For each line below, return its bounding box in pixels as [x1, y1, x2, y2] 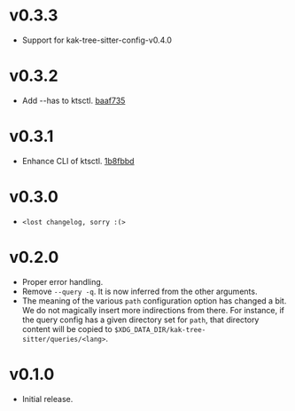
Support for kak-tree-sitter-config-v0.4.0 [21, 35, 173, 45]
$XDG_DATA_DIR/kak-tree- [113, 325, 206, 334]
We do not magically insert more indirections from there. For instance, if [21, 304, 285, 315]
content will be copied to [21, 323, 113, 334]
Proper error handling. [21, 276, 104, 287]
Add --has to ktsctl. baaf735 [21, 95, 126, 106]
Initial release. [21, 393, 74, 404]
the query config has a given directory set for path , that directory [21, 314, 260, 325]
